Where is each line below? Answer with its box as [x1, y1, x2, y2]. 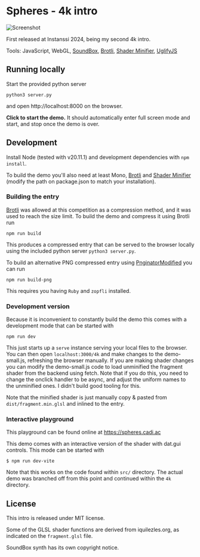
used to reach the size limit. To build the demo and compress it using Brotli [6, 212, 190, 219]
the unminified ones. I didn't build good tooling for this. [6, 382, 141, 390]
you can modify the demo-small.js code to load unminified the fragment [6, 363, 183, 371]
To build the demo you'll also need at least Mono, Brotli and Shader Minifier [6, 172, 191, 179]
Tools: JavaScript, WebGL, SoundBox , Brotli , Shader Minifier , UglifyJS [6, 47, 177, 54]
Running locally [6, 65, 66, 75]
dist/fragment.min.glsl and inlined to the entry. [6, 400, 125, 408]
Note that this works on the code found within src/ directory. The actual [6, 469, 183, 476]
